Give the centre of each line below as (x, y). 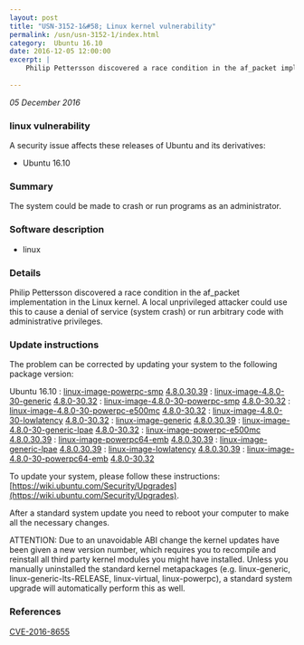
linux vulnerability (50, 126)
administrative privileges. (56, 321)
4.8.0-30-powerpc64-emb (59, 459)
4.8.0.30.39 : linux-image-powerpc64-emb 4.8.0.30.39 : (114, 440)
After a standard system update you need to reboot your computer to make (149, 513)
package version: (42, 374)
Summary (32, 186)
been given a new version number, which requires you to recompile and (143, 550)
